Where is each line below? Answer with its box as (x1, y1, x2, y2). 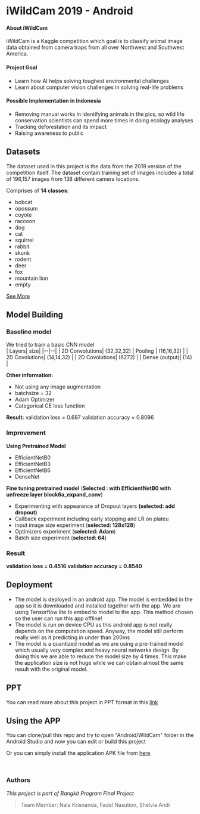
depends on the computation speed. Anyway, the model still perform (14, 627, 183, 634)
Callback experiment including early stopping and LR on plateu (14, 515, 169, 522)
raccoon (14, 217, 36, 224)
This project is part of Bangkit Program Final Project (6, 790, 134, 797)
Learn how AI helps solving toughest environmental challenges (14, 77, 170, 84)
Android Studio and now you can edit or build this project (6, 738, 146, 745)
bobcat (14, 198, 33, 205)
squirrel (14, 236, 34, 243)
